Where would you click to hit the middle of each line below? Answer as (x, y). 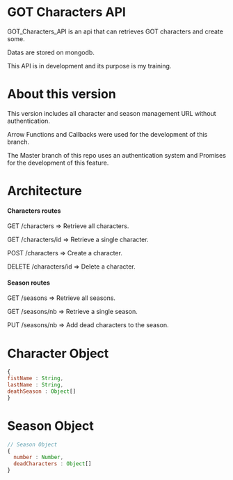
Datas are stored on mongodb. (51, 52)
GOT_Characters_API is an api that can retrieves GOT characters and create (115, 31)
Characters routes (34, 211)
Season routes (29, 283)
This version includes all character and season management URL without (112, 113)
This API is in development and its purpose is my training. (89, 66)
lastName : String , (35, 385)
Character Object (58, 353)
